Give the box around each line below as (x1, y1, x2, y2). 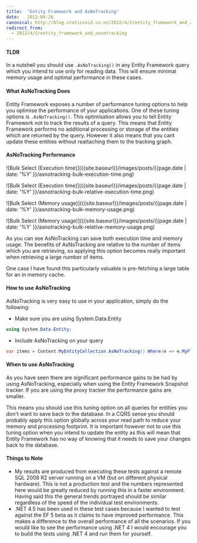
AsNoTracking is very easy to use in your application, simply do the (6, 297, 169, 304)
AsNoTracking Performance (6, 151, 76, 158)
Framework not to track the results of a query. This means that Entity (6, 119, 172, 126)
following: (6, 303, 30, 311)
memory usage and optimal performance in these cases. (6, 74, 143, 81)
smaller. (6, 392, 25, 399)
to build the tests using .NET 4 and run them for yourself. (14, 530, 152, 537)
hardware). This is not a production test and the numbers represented (14, 480, 184, 487)
